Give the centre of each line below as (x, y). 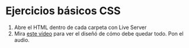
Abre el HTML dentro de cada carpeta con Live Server (80, 27)
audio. (22, 40)
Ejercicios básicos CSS (63, 11)
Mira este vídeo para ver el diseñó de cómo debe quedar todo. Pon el (99, 33)
